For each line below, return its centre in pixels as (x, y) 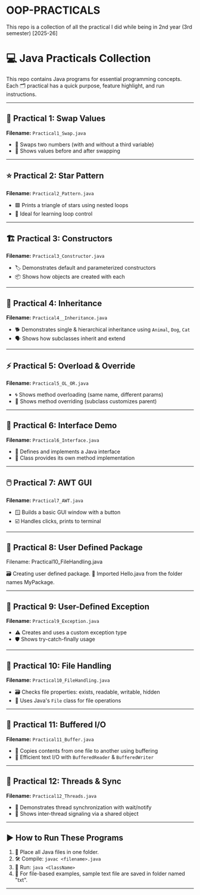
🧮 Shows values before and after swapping (68, 151)
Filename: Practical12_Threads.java (51, 796)
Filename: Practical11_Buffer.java (50, 739)
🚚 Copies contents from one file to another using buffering (86, 750)
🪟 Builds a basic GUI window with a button (68, 512)
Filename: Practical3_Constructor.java (56, 256)
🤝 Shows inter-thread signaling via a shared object (76, 813)
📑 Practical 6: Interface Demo (62, 425)
